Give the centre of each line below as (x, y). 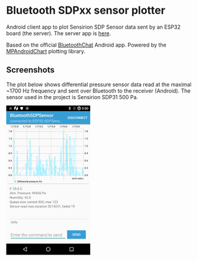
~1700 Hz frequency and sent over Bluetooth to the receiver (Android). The (98, 91)
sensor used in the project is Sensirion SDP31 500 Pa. (72, 97)
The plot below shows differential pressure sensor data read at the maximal (99, 84)
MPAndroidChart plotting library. (46, 51)
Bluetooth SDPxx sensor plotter (86, 10)
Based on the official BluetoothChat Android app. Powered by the (86, 45)
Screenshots (30, 70)
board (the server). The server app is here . (59, 33)
